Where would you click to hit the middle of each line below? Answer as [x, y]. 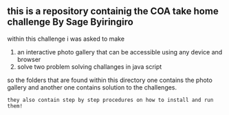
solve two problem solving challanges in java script [89, 66]
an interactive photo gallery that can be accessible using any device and [120, 52]
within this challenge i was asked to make [66, 39]
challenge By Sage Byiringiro [70, 22]
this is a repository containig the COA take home [113, 11]
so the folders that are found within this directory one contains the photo [110, 80]
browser [29, 59]
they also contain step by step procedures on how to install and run [110, 100]
